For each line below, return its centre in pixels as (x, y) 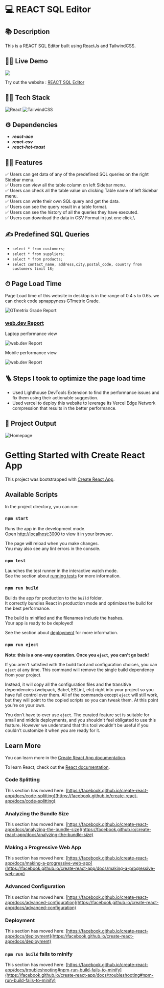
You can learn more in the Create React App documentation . (66, 757)
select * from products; (37, 260)
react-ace (23, 137)
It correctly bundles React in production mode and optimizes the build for (79, 603)
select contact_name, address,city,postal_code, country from (77, 265)
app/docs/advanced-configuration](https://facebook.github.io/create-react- (82, 902)
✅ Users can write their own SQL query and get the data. (62, 201)
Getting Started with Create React (75, 455)
